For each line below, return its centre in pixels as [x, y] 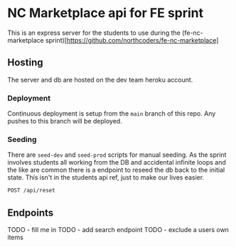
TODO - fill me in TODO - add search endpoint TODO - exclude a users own [118, 230]
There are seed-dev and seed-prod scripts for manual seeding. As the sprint [117, 155]
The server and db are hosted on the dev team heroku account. [100, 79]
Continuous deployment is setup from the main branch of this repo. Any [112, 114]
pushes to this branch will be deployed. [65, 121]
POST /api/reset [31, 191]
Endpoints [31, 213]
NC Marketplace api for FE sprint [106, 13]
